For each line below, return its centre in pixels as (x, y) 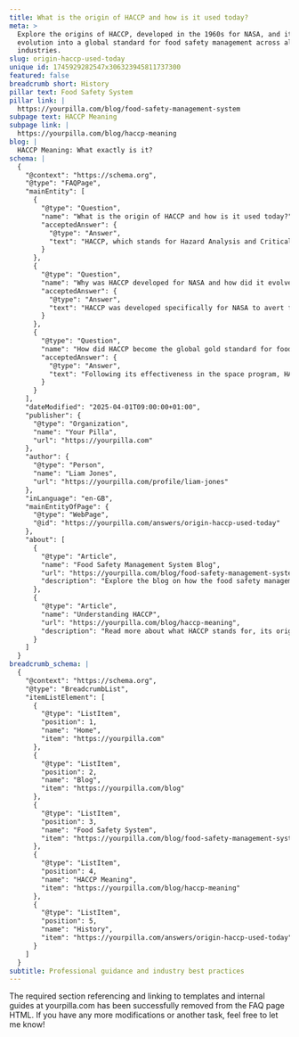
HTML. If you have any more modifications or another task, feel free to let (144, 1015)
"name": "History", (77, 930)
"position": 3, (69, 821)
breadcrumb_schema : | (49, 664)
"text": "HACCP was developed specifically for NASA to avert (166, 308)
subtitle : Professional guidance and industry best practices (127, 971)
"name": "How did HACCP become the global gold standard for (157, 349)
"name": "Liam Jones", (75, 473)
